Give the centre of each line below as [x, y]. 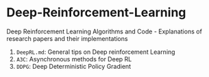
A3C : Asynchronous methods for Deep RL [74, 59]
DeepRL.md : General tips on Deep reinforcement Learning [96, 52]
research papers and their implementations [67, 38]
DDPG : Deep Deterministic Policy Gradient [74, 66]
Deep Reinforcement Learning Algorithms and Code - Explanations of [104, 31]
